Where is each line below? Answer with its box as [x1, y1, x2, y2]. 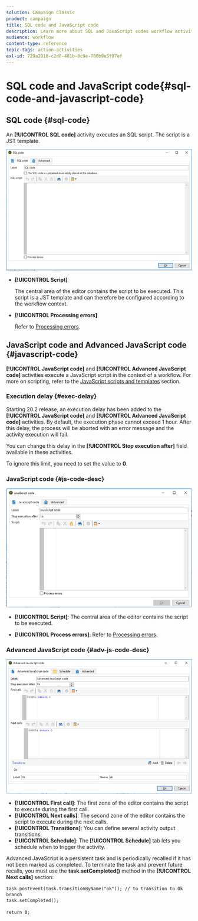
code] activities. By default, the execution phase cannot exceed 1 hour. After [6, 418, 192, 425]
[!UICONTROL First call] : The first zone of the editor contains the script [14, 799, 189, 806]
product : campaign [6, 15, 51, 22]
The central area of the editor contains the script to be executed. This [14, 287, 184, 295]
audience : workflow [6, 34, 54, 41]
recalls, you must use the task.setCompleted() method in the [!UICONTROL [6, 867, 192, 874]
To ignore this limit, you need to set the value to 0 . [6, 460, 128, 467]
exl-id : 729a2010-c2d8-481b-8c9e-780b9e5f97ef [6, 53, 123, 59]
